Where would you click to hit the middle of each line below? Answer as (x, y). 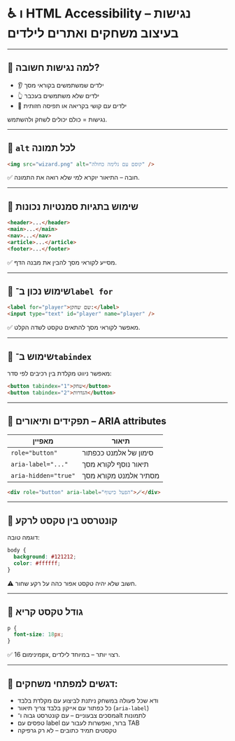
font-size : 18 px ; (39, 635)
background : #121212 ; (45, 557)
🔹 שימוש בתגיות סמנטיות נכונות (73, 207)
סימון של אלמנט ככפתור (118, 453)
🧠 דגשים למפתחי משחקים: (63, 684)
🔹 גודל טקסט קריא (45, 612)
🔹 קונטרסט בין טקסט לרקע (63, 520)
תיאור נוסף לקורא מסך (115, 464)
